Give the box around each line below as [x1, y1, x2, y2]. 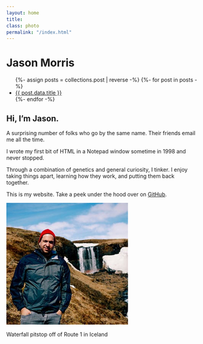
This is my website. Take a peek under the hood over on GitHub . [6, 191, 167, 198]
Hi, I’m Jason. [6, 113, 59, 124]
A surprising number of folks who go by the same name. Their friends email [6, 130, 196, 136]
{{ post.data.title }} [15, 89, 62, 97]
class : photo [6, 23, 40, 29]
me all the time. [6, 136, 45, 143]
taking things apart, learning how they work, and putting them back [6, 172, 175, 180]
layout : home [6, 10, 40, 16]
